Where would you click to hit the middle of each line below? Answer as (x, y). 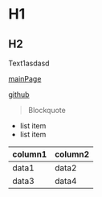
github (19, 94)
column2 (72, 154)
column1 (30, 154)
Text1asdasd (29, 63)
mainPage (25, 79)
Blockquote (47, 110)
